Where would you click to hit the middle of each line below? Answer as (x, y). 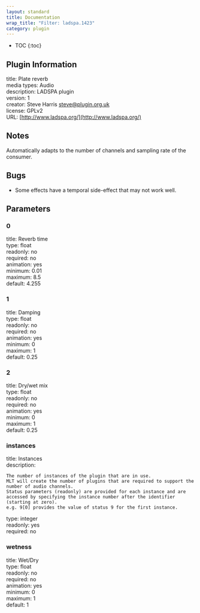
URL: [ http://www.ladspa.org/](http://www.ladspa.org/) (74, 117)
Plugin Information (42, 64)
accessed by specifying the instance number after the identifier (91, 497)
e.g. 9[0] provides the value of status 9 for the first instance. (92, 507)
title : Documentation (33, 17)
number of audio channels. (40, 486)
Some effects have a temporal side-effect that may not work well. (96, 190)
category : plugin (28, 28)
